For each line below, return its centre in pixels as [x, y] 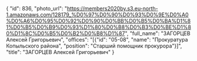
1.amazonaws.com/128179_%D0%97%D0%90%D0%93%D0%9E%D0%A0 [98, 15]
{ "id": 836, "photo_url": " [37, 9]
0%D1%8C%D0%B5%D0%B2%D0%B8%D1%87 [66, 33]
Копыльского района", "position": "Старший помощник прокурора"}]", [94, 46]
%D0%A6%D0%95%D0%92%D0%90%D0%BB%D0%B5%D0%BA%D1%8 [98, 21]
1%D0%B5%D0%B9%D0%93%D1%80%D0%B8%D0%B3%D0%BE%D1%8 [98, 27]
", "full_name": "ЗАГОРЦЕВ [158, 33]
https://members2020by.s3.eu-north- [113, 9]
